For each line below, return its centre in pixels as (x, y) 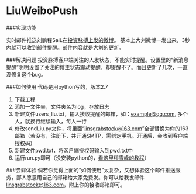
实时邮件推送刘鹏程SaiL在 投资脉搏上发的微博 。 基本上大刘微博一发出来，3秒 (98, 40)
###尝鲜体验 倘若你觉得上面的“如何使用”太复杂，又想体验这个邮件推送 (91, 170)
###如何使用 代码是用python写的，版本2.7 (57, 86)
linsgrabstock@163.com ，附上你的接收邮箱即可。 (66, 185)
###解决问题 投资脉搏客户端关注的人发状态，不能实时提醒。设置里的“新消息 (97, 60)
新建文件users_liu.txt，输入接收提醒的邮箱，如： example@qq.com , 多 (99, 114)
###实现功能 (21, 27)
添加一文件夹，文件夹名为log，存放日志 (62, 106)
